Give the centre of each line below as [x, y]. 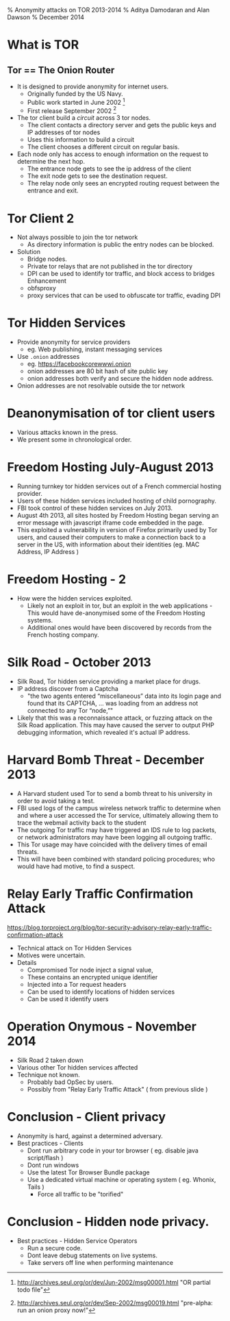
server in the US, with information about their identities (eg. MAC [108, 544]
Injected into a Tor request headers [77, 984]
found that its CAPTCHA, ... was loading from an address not [113, 703]
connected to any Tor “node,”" [70, 710]
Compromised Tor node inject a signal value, [90, 970]
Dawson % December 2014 [46, 17]
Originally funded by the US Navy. [75, 94]
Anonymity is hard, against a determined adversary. [90, 1135]
